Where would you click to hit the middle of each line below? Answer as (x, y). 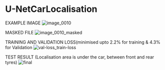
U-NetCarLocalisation (51, 9)
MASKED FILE (19, 32)
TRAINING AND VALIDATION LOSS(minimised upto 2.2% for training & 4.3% (83, 42)
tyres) (11, 62)
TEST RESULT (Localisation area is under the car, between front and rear (80, 57)
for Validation (19, 47)
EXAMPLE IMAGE (23, 23)
